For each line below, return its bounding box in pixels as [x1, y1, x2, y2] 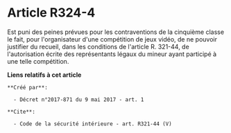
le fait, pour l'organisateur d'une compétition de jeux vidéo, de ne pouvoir [7, 35, 217, 43]
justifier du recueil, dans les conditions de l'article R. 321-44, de [7, 42, 189, 51]
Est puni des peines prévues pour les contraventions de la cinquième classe [7, 28, 224, 36]
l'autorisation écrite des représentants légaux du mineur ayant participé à [7, 50, 217, 58]
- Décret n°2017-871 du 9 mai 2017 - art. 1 [13, 96, 144, 103]
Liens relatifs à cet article [7, 71, 82, 79]
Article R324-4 [7, 5, 96, 21]
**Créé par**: [7, 84, 49, 91]
